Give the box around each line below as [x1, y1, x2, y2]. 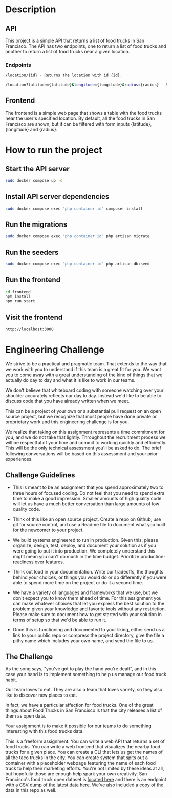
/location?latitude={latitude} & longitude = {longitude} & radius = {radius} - [5, 82, 164, 88]
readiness [12, 559, 34, 565]
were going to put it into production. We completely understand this [12, 547, 156, 554]
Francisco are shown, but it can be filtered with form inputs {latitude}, [5, 120, 152, 127]
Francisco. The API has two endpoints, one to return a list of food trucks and [5, 43, 166, 49]
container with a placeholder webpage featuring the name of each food [5, 760, 156, 766]
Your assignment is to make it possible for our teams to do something [5, 723, 152, 729]
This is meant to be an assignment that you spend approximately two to [12, 484, 164, 490]
